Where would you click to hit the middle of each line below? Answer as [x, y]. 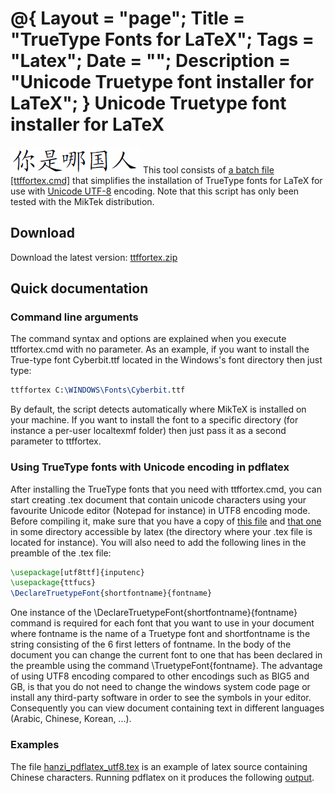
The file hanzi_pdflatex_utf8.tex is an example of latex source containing [159, 766]
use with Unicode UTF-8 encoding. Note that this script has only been [155, 191]
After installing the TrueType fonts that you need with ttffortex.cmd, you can [166, 489]
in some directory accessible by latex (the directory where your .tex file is [161, 531]
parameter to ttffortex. [56, 441]
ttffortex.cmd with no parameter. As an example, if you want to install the [160, 349]
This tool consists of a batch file [208, 169]
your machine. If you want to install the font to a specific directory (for [154, 420]
